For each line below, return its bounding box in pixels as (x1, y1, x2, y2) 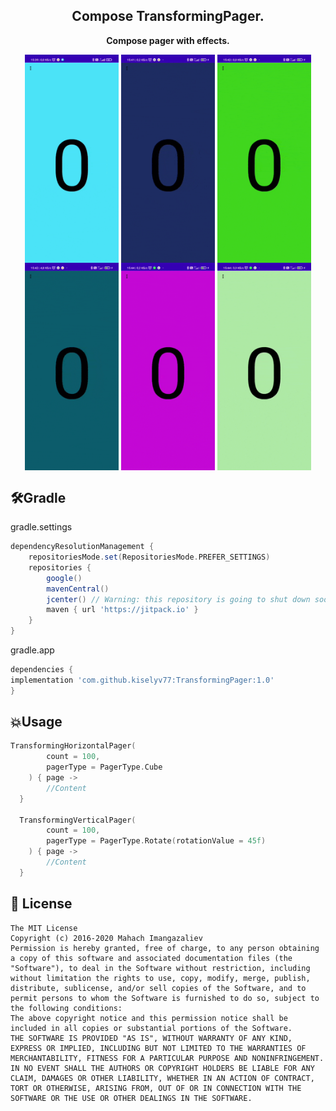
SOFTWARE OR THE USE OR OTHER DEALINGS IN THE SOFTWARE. (10, 1093, 253, 1103)
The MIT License (10, 923, 78, 933)
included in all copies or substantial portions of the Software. (10, 1023, 293, 1033)
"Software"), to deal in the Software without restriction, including (10, 963, 311, 973)
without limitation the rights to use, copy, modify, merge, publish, (10, 973, 311, 983)
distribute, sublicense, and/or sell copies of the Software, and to (10, 983, 307, 993)
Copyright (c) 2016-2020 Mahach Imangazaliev (10, 933, 203, 943)
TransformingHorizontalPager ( (10, 741, 137, 751)
